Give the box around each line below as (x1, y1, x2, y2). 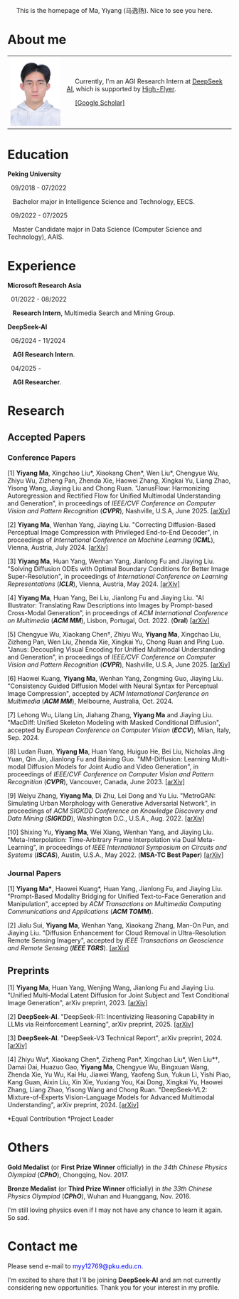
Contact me (7, 1238, 78, 1255)
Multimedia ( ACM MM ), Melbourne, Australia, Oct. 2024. (7, 697, 174, 706)
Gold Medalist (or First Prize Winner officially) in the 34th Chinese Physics (7, 1163, 228, 1171)
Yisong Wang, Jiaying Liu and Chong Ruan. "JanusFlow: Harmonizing (7, 484, 210, 493)
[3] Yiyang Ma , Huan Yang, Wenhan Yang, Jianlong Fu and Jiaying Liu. (7, 557, 215, 565)
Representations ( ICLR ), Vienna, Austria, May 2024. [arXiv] (7, 580, 180, 588)
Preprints (7, 965, 50, 977)
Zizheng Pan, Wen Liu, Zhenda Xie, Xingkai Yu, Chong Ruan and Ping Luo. (7, 637, 225, 647)
